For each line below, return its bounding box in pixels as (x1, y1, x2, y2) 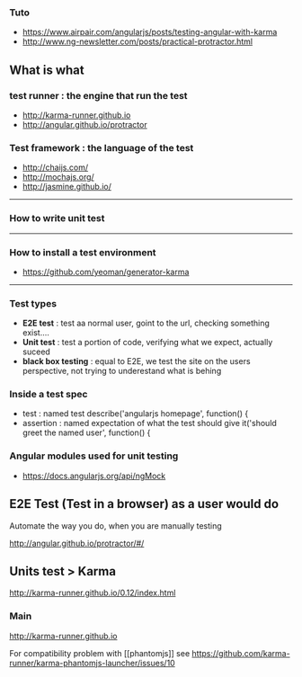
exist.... (22, 327, 49, 338)
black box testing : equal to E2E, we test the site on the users (22, 356, 251, 367)
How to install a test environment (9, 245, 156, 258)
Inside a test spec (9, 388, 88, 401)
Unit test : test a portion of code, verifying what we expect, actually (22, 337, 273, 348)
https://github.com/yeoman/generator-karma (22, 266, 190, 277)
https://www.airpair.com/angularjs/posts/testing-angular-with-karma (22, 27, 278, 38)
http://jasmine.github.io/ (22, 182, 112, 192)
